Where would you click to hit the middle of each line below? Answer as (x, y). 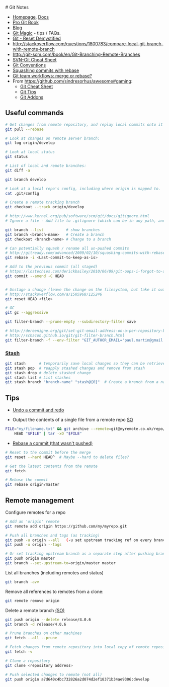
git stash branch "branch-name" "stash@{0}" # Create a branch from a (82, 382)
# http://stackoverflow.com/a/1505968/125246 (54, 294)
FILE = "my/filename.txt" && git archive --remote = (58, 429)
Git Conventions (29, 65)
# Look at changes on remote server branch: (53, 138)
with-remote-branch (34, 49)
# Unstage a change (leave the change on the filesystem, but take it (81, 289)
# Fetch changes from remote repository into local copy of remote (77, 647)
